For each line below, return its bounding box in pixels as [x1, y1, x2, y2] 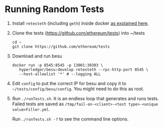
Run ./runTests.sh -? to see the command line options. [12, 116, 129, 122]
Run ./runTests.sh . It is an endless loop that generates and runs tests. [12, 95, 159, 101]
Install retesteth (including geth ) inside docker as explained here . [12, 20, 149, 26]
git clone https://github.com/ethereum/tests [12, 44, 110, 49]
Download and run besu [12, 53, 62, 59]
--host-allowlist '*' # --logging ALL [19, 72, 101, 77]
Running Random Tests [5, 4, 104, 15]
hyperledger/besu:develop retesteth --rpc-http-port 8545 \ [19, 67, 149, 72]
